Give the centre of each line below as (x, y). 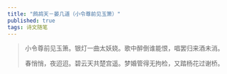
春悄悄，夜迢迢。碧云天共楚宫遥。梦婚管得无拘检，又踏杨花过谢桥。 (124, 63)
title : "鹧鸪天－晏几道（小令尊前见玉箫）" (64, 14)
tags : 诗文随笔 (28, 27)
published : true (31, 21)
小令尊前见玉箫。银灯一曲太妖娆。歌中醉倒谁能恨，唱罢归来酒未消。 (124, 48)
